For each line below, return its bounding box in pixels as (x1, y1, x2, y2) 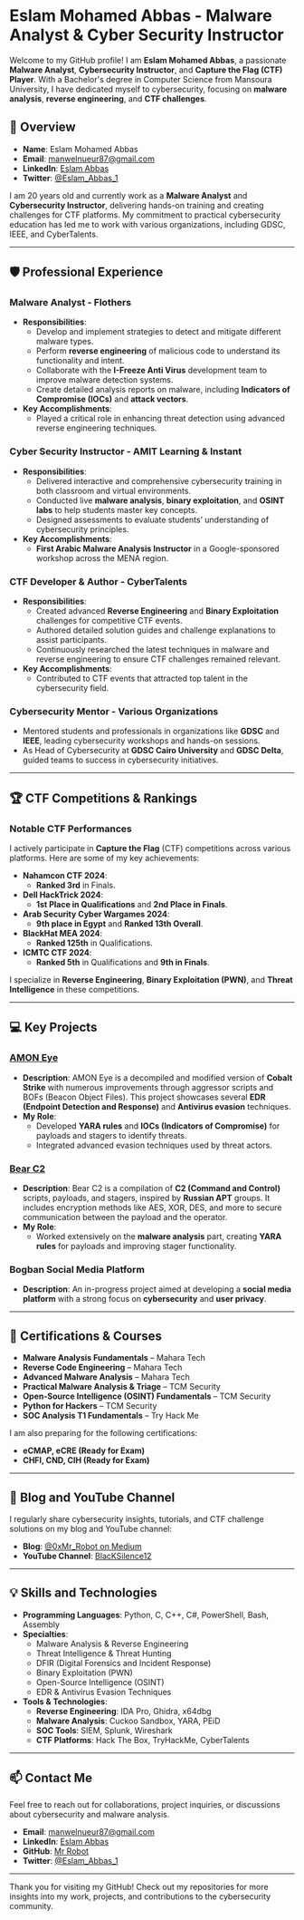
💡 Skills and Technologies (9, 1585, 157, 1601)
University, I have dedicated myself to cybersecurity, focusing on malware (9, 83, 288, 94)
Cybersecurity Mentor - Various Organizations (9, 704, 219, 717)
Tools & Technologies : (22, 1696, 108, 1707)
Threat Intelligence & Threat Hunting (35, 1647, 172, 1659)
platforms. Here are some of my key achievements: (9, 853, 200, 864)
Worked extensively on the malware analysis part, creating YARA (35, 1231, 282, 1242)
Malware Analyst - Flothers (9, 296, 132, 309)
